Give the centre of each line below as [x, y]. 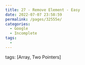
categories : [18, 24]
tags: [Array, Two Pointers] [33, 57]
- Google [19, 29]
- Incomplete [24, 33]
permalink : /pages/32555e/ [34, 19]
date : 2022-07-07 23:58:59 [34, 15]
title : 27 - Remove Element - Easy [43, 10]
